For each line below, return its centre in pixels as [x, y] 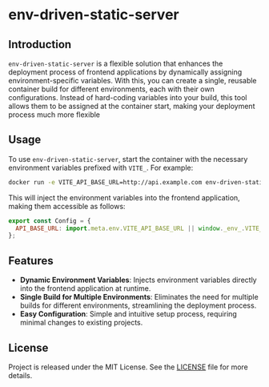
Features [31, 261]
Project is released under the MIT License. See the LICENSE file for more [128, 367]
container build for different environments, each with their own [111, 89]
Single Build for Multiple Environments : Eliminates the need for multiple [139, 297]
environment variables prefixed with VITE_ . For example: [101, 167]
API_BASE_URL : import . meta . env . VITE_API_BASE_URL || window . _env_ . [130, 228]
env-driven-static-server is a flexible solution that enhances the [116, 63]
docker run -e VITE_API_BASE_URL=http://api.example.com [105, 182]
